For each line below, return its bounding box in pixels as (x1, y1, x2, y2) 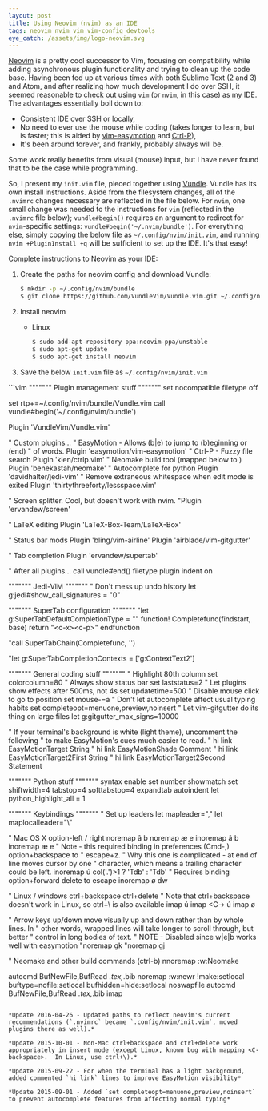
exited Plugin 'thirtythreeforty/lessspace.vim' (8, 480, 157, 490)
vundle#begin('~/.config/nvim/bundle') (8, 406, 137, 416)
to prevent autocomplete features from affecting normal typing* (8, 1095, 230, 1103)
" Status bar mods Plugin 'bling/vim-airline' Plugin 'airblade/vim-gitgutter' (8, 535, 250, 545)
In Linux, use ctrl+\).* (54, 1053, 138, 1061)
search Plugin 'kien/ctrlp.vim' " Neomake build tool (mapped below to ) (8, 454, 242, 464)
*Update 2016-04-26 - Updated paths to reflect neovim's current (8, 1011, 230, 1019)
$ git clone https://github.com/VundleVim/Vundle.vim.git (19, 293, 218, 301)
